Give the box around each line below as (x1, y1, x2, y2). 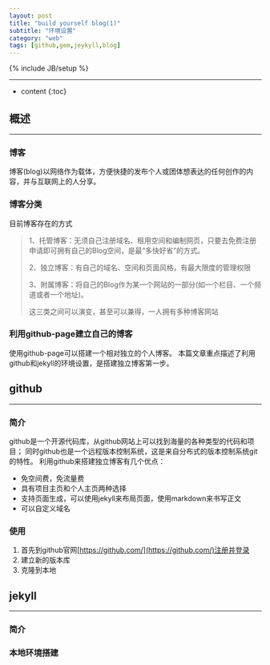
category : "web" (9, 34, 63, 42)
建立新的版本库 (20, 555, 71, 565)
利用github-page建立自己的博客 (9, 328, 133, 340)
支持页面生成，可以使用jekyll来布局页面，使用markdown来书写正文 (20, 494, 242, 503)
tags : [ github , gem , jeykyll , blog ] (9, 42, 121, 50)
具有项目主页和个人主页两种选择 (20, 483, 127, 493)
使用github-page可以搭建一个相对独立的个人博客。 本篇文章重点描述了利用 (9, 348, 256, 357)
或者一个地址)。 (35, 289, 88, 299)
